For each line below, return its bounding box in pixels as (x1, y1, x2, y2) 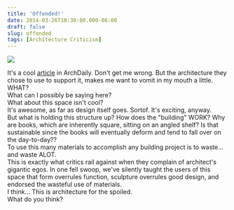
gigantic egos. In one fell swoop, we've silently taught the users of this (7, 165, 211, 174)
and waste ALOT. (7, 150, 57, 159)
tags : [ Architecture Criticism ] (7, 36, 102, 43)
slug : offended (7, 29, 52, 37)
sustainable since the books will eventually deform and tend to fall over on (7, 128, 222, 136)
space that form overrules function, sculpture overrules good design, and (7, 173, 219, 181)
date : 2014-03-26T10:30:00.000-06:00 (7, 17, 118, 24)
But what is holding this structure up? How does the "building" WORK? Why (7, 113, 226, 122)
